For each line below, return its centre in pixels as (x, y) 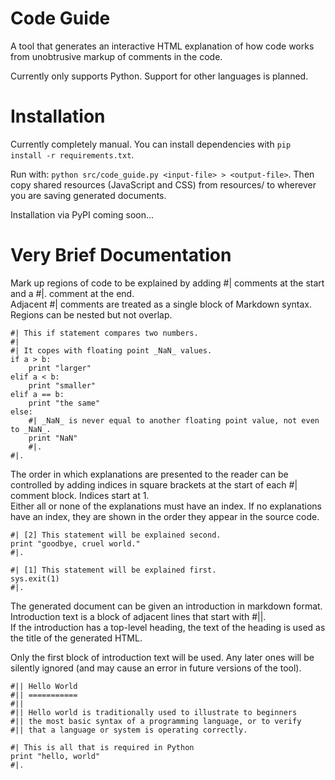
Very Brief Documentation (121, 255)
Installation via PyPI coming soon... (82, 214)
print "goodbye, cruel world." (75, 543)
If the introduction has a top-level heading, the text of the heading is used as (168, 627)
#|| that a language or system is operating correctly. (129, 730)
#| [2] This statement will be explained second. (116, 535)
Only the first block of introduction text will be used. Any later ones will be (162, 657)
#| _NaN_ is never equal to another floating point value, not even (174, 420)
